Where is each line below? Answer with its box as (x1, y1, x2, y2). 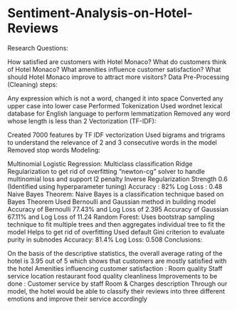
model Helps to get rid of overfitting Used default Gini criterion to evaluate (7, 227, 225, 236)
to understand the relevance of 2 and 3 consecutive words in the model (7, 138, 217, 147)
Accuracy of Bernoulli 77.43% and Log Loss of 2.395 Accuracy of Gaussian (7, 205, 229, 213)
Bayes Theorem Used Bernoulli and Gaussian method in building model (7, 197, 216, 206)
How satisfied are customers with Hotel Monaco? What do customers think (7, 57, 227, 66)
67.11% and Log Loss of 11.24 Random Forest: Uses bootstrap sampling (7, 212, 215, 221)
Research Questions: (7, 43, 69, 52)
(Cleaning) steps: (7, 80, 58, 88)
